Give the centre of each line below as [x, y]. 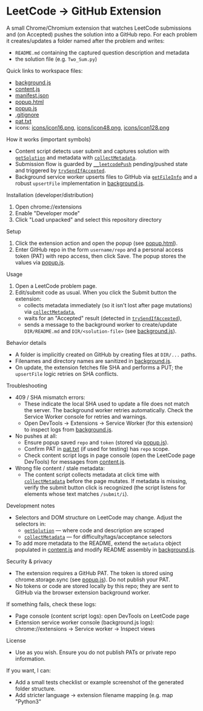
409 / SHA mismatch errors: [50, 397]
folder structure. [35, 689]
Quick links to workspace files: [45, 70]
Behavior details [26, 342]
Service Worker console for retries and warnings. [85, 416]
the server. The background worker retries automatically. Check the [108, 410]
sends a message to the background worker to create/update [101, 324]
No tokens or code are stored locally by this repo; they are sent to [97, 586]
